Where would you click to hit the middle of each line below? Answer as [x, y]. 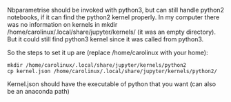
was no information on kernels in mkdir [62, 24]
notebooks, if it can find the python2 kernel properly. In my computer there [113, 17]
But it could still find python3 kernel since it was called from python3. [106, 39]
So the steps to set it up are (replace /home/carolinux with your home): [108, 52]
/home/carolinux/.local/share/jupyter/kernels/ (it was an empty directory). [111, 32]
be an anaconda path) [39, 91]
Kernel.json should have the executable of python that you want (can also [111, 84]
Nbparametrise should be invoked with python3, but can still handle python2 [115, 10]
